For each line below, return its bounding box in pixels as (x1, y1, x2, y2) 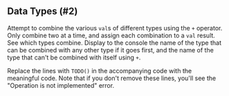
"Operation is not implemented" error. (7, 81, 115, 89)
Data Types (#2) (7, 6, 78, 17)
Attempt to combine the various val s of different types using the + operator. (7, 23, 223, 32)
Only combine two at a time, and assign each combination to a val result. (7, 31, 216, 39)
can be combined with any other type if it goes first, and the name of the (7, 46, 214, 54)
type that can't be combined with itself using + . (7, 53, 141, 61)
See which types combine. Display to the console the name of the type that (7, 38, 221, 47)
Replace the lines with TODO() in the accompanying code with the (7, 66, 192, 75)
